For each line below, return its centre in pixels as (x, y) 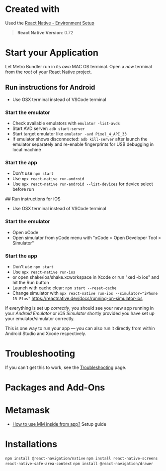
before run (23, 189)
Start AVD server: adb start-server (49, 128)
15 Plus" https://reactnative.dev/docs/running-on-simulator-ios (77, 298)
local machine (27, 149)
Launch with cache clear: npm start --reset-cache (64, 288)
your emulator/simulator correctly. (40, 318)
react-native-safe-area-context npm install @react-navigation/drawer (79, 464)
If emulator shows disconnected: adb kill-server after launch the (80, 139)
